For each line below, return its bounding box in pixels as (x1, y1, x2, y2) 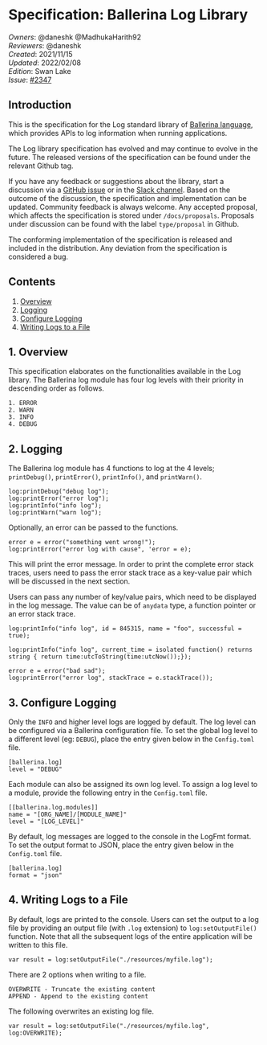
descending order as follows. (8, 383, 104, 393)
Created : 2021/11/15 (8, 49, 74, 59)
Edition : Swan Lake (8, 66, 71, 76)
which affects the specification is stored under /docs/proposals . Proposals (8, 211, 255, 220)
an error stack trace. (8, 609, 76, 619)
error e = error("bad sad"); (8, 667, 106, 675)
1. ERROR (8, 400, 38, 408)
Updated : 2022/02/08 (8, 58, 82, 68)
